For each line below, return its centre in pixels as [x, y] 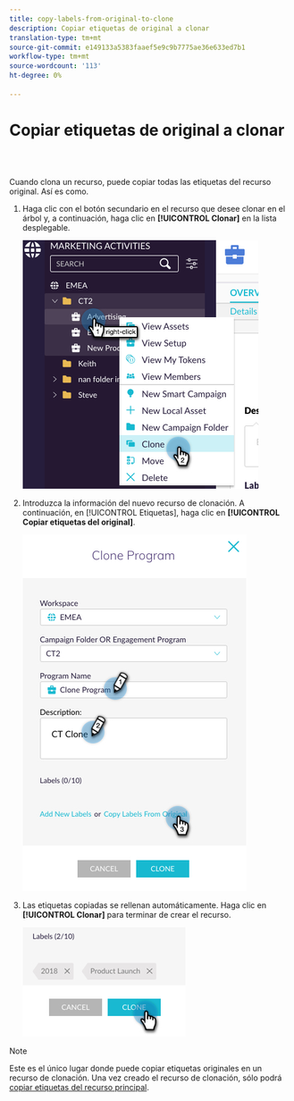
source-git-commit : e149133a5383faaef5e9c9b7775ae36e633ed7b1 [127, 47]
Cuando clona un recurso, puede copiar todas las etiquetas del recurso [140, 181]
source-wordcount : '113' [55, 66]
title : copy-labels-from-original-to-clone [92, 19]
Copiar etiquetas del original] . [79, 522]
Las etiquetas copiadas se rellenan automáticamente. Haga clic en [144, 905]
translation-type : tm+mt [55, 38]
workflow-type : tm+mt [50, 57]
